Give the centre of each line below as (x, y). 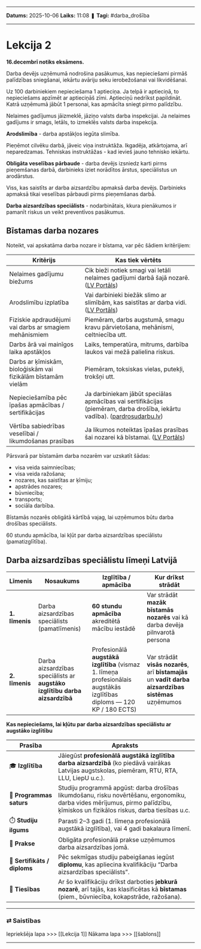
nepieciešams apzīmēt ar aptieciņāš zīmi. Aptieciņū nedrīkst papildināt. (94, 98)
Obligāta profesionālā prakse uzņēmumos (116, 839)
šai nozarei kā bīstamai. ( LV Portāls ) (135, 437)
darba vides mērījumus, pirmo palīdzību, (115, 802)
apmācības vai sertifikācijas (124, 401)
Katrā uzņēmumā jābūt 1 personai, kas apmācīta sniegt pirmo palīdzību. (95, 104)
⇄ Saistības (23, 921)
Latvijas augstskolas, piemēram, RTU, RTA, (118, 770)
